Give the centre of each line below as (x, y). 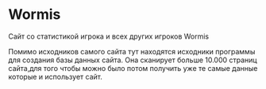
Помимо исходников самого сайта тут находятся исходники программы (132, 51)
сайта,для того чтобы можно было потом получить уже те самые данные (133, 68)
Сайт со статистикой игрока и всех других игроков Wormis (108, 36)
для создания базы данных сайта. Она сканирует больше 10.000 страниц (133, 60)
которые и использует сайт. (56, 76)
